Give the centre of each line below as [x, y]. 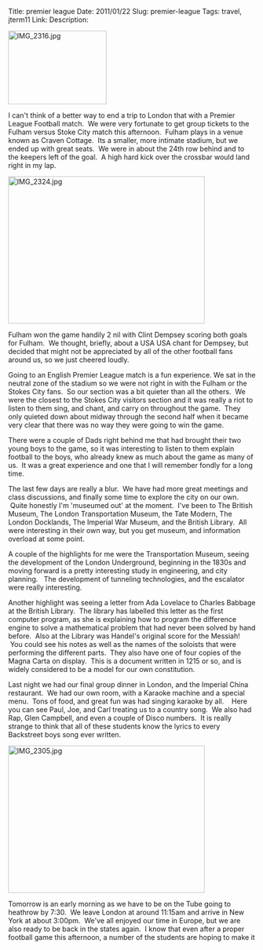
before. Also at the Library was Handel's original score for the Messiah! [124, 636]
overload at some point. [46, 539]
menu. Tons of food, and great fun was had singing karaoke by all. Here [128, 701]
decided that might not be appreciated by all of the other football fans [121, 351]
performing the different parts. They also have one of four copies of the [125, 652]
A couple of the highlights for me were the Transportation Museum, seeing [129, 554]
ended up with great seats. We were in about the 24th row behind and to [126, 149]
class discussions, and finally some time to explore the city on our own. [124, 497]
